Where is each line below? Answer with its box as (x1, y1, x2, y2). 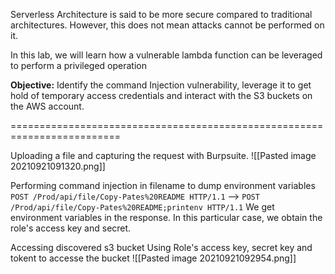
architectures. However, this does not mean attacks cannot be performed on (10, 19, 325, 31)
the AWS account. (10, 100, 85, 112)
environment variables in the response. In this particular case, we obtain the (10, 212, 323, 223)
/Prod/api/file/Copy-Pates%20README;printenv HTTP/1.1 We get (10, 201, 275, 213)
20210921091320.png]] (10, 160, 106, 172)
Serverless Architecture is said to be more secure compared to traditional (10, 9, 313, 20)
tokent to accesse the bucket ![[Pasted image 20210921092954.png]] (10, 252, 297, 264)
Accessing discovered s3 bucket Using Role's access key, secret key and (10, 242, 313, 253)
